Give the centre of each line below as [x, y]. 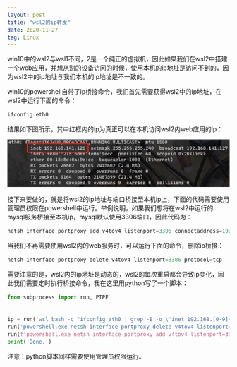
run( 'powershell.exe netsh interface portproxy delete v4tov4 [101, 327]
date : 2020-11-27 [33, 30]
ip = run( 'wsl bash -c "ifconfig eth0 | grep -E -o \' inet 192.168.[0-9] [118, 320]
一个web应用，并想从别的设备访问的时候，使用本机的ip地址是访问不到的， [115, 68]
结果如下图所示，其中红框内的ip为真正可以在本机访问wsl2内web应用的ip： [115, 129]
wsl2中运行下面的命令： [42, 101]
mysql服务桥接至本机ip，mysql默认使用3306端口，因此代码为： [100, 217]
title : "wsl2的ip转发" [39, 22]
